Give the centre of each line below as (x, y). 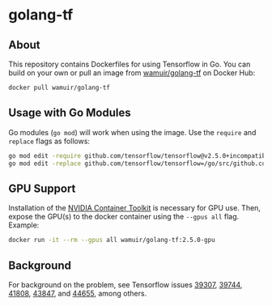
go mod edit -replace (45, 164)
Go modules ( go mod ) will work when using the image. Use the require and (132, 132)
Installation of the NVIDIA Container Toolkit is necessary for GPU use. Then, (135, 208)
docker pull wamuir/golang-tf (59, 87)
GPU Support (42, 188)
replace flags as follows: (49, 141)
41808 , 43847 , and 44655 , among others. (78, 293)
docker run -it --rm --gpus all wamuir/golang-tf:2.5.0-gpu (112, 240)
